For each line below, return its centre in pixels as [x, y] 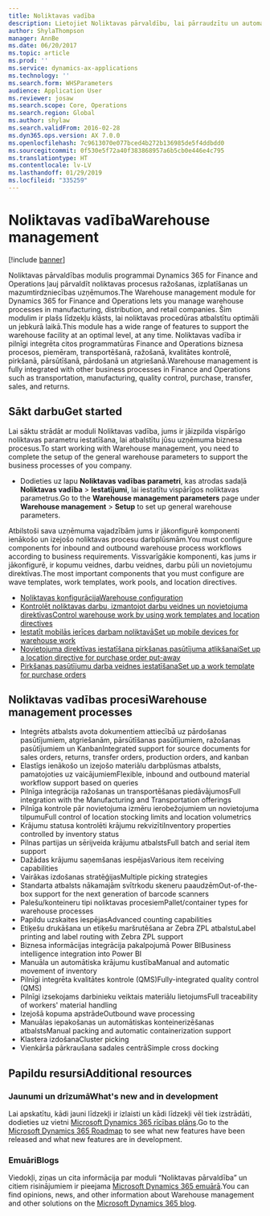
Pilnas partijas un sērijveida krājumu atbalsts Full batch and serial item [135, 843]
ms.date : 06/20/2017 [43, 46]
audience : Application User [55, 91]
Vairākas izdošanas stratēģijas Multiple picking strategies [114, 877]
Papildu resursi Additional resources [100, 1073]
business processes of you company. [70, 465]
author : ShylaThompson [46, 31]
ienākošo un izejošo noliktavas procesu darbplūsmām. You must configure [131, 539]
